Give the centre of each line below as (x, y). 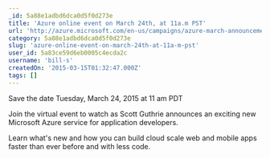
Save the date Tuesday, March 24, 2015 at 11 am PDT (96, 98)
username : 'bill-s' (41, 61)
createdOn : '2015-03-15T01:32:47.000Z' (75, 68)
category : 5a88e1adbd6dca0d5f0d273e (70, 38)
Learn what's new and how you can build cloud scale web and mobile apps (133, 138)
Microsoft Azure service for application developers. (93, 122)
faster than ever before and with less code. (80, 146)
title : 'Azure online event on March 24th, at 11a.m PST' (107, 23)
